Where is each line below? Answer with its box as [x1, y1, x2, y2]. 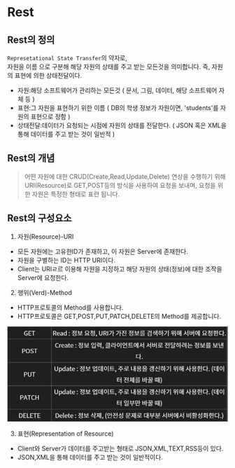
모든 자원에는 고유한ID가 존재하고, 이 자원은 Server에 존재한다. [17, 247, 189, 256]
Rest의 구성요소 [7, 212, 72, 224]
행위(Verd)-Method [17, 288, 72, 296]
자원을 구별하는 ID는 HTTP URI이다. [17, 256, 115, 264]
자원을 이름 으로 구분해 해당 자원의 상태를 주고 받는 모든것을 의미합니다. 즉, [7, 62, 211, 71]
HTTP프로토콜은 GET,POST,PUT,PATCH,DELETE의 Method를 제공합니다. [17, 312, 222, 320]
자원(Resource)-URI [17, 232, 74, 240]
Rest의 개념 [7, 152, 55, 165]
